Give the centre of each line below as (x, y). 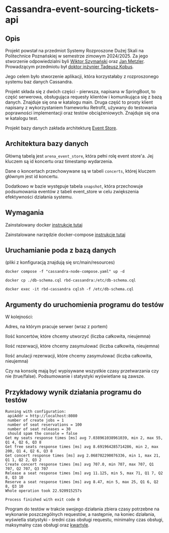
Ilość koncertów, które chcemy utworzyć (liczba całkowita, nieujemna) (78, 336)
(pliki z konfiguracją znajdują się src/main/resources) (60, 262)
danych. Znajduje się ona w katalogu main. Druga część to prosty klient (79, 102)
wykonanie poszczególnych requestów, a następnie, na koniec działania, (80, 514)
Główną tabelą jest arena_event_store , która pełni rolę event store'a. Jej (79, 156)
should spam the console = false (43, 434)
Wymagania (25, 213)
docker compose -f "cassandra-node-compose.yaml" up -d (65, 272)
